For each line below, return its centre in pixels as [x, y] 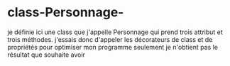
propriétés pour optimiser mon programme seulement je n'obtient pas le [113, 47]
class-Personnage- [66, 12]
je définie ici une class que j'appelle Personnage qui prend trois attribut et [115, 32]
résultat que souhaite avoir [46, 55]
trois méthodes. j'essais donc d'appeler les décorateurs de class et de [110, 39]
